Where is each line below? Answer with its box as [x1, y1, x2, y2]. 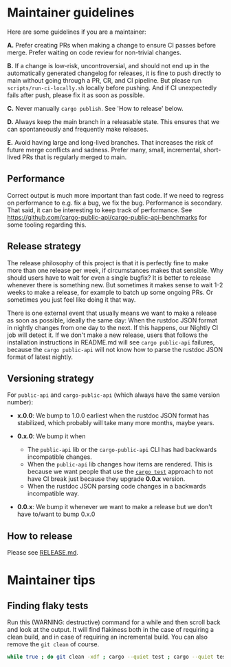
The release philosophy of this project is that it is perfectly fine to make [7, 258, 209, 267]
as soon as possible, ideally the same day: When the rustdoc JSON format [7, 316, 218, 325]
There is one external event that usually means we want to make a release [7, 309, 217, 317]
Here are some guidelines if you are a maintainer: [7, 28, 146, 36]
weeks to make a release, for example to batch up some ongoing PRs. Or [7, 288, 214, 296]
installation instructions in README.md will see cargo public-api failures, [7, 338, 215, 346]
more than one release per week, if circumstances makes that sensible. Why [7, 266, 223, 274]
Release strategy [7, 240, 81, 252]
